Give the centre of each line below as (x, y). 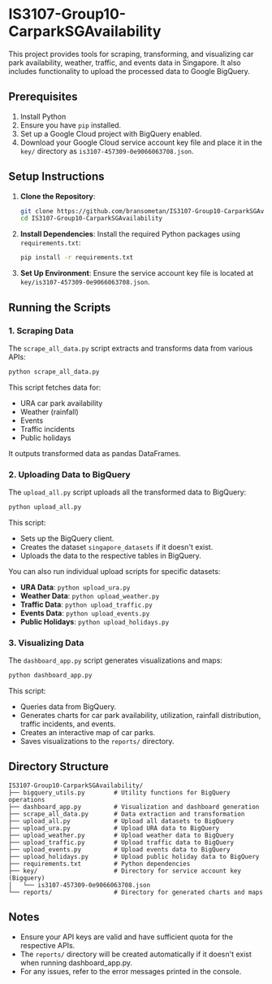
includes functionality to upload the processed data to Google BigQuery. (129, 71)
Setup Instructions (56, 177)
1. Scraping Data (41, 330)
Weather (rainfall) (49, 411)
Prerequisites (43, 97)
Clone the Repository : (58, 196)
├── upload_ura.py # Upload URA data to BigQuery (114, 828)
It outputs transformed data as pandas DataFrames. (95, 453)
